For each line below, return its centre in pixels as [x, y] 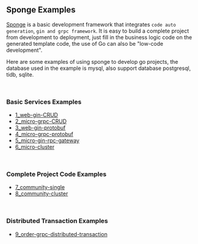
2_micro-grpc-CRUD [41, 121]
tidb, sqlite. [20, 74]
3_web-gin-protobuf [40, 128]
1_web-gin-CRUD [37, 115]
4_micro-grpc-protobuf [44, 134]
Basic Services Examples [44, 102]
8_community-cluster [41, 194]
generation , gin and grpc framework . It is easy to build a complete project [97, 31]
